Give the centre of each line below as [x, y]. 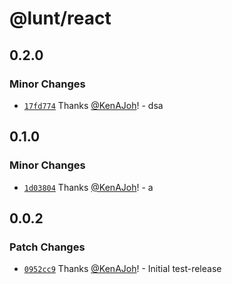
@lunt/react [60, 18]
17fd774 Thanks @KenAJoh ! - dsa [93, 105]
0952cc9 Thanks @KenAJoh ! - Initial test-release [122, 269]
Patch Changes [47, 247]
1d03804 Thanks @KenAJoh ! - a [88, 187]
